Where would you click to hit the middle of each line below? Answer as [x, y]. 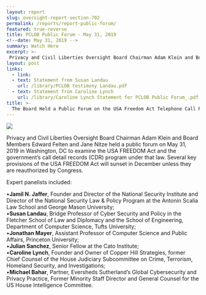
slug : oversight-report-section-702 [53, 18]
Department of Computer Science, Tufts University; [71, 226]
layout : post [23, 63]
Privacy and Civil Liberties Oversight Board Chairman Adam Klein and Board [102, 138]
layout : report [26, 12]
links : [15, 69]
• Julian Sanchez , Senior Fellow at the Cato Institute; [73, 246]
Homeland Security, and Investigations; [56, 265]
